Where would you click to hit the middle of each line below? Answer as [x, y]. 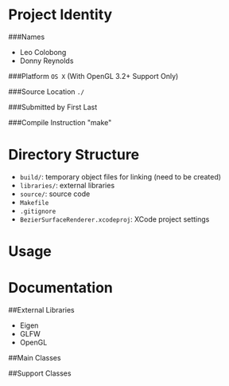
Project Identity [60, 15]
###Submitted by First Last [53, 107]
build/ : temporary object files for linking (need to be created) [120, 176]
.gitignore [38, 211]
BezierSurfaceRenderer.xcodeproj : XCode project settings [114, 219]
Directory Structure [74, 155]
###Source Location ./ [47, 91]
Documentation [61, 288]
